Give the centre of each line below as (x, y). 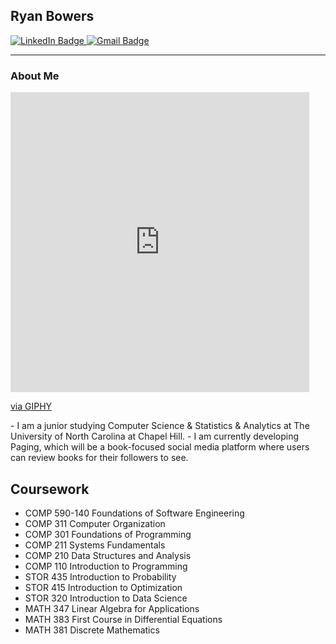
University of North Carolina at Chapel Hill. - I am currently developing (155, 436)
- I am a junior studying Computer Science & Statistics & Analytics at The (160, 426)
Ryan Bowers (52, 16)
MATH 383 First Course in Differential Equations (123, 619)
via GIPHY (31, 406)
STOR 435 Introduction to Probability (100, 576)
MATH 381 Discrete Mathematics (92, 630)
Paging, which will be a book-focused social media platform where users (160, 447)
